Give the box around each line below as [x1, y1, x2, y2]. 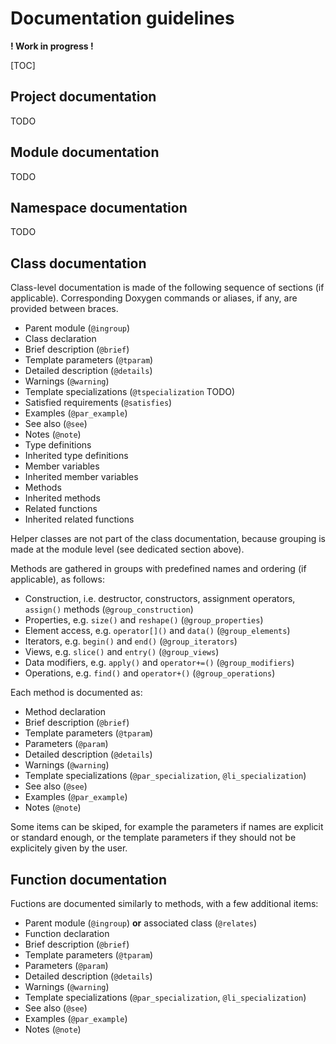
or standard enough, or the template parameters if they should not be [10, 832, 297, 844]
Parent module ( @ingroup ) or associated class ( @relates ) [24, 917, 258, 929]
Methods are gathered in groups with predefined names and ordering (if [10, 563, 307, 575]
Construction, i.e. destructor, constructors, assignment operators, [24, 593, 296, 605]
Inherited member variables [24, 471, 139, 483]
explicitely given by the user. [10, 842, 128, 854]
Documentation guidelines [10, 7, 235, 30]
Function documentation [10, 871, 168, 888]
